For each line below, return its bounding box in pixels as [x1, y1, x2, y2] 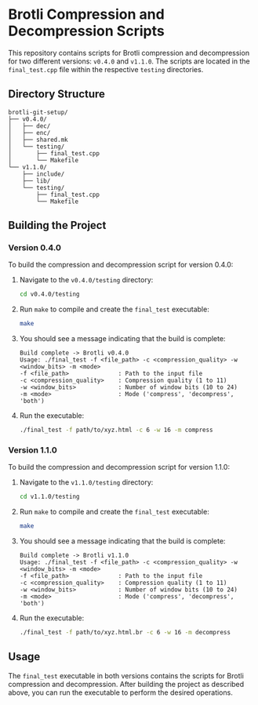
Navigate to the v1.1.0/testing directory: [19, 478, 154, 487]
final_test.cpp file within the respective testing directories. [8, 64, 204, 74]
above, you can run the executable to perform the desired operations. [8, 688, 233, 697]
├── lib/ [22, 176, 51, 185]
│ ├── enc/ [8, 129, 51, 136]
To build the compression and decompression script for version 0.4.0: [8, 260, 234, 270]
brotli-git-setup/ [8, 108, 68, 116]
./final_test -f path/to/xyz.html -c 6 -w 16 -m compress [19, 426, 213, 434]
